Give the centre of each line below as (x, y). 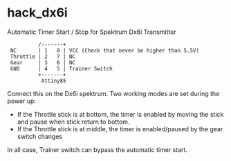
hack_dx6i (37, 13)
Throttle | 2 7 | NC (43, 57)
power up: (22, 101)
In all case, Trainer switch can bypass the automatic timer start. (98, 149)
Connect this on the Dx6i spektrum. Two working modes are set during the (113, 93)
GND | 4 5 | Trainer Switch (61, 68)
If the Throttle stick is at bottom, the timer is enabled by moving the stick (120, 114)
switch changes (40, 136)
